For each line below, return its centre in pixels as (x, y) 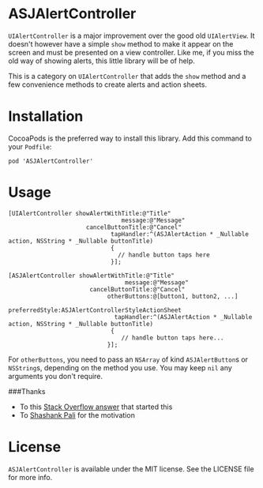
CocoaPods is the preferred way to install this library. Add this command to (130, 138)
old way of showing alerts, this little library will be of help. (101, 61)
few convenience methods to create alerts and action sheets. (108, 84)
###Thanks (27, 391)
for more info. (30, 477)
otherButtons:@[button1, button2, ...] (173, 296)
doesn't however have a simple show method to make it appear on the (121, 43)
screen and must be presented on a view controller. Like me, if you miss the (131, 52)
